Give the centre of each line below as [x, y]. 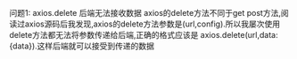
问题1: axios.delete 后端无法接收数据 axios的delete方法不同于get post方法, [145, 13]
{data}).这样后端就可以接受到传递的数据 [82, 46]
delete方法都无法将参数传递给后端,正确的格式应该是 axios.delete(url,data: [144, 35]
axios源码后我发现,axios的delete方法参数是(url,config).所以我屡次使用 [153, 24]
